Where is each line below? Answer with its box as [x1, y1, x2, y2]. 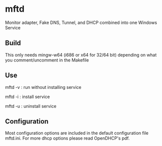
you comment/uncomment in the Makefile [5, 57, 89, 63]
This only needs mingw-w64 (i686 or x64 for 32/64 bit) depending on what [5, 52, 157, 58]
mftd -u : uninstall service [5, 103, 57, 109]
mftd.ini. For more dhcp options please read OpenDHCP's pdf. [5, 135, 130, 141]
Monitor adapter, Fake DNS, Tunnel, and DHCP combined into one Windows [5, 20, 157, 25]
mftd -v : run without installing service [5, 84, 81, 90]
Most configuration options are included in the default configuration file [5, 130, 149, 136]
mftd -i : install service [5, 94, 50, 100]
